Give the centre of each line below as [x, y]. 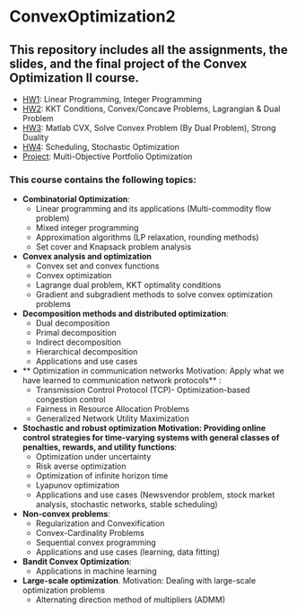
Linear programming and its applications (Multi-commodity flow [153, 209]
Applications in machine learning [96, 571]
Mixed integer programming [87, 228]
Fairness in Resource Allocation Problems [113, 409]
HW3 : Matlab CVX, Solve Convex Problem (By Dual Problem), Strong [149, 128]
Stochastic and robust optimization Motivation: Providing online [144, 428]
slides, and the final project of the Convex [128, 63]
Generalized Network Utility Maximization [113, 418]
